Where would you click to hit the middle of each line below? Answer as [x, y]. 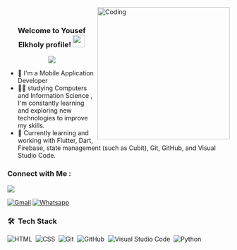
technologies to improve [53, 118]
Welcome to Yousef [51, 30]
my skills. [31, 125]
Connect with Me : [39, 174]
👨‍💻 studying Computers [52, 88]
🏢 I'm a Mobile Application [55, 73]
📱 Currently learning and [53, 133]
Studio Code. [37, 156]
